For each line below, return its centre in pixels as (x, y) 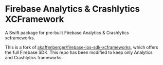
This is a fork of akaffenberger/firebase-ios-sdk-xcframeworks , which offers (81, 47)
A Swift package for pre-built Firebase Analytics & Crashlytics (67, 32)
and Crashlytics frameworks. (34, 57)
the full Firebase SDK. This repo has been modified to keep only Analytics (79, 52)
